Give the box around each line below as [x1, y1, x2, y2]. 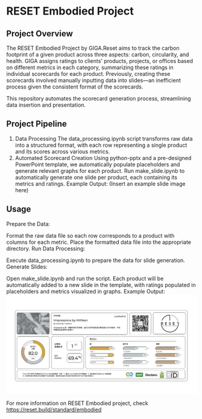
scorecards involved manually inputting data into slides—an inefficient [6, 77, 181, 84]
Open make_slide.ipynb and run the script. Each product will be [6, 275, 164, 282]
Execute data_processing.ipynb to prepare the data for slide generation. [6, 256, 186, 264]
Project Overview [6, 28, 73, 39]
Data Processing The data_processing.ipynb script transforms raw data [15, 135, 193, 142]
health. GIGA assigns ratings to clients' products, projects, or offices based [6, 58, 194, 64]
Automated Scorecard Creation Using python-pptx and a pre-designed [15, 154, 192, 161]
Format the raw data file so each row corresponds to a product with [6, 232, 175, 239]
